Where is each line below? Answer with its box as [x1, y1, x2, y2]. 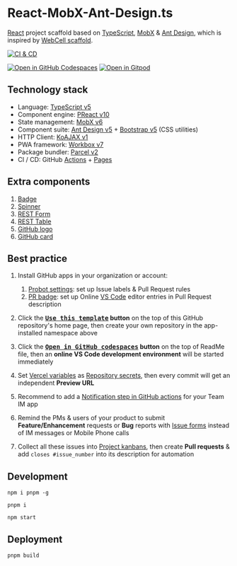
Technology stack [7, 83, 88, 96]
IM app [17, 400, 39, 408]
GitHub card [17, 232, 54, 241]
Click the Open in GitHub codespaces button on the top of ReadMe [17, 342, 225, 351]
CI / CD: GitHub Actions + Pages [17, 155, 112, 163]
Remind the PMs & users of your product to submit [17, 414, 166, 422]
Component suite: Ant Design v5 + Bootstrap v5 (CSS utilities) [17, 125, 199, 134]
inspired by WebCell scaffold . [7, 35, 93, 44]
